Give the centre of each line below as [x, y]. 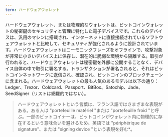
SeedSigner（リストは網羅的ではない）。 [47, 93]
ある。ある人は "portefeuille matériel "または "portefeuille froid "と [86, 110]
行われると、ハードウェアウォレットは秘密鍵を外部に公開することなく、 [80, 62]
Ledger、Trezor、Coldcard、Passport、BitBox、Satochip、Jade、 [74, 87]
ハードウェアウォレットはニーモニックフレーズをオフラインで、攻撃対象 [88, 49]
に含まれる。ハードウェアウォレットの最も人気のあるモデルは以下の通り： [82, 81]
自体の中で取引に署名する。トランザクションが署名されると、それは [84, 68]
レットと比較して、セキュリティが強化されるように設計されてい [88, 43]
